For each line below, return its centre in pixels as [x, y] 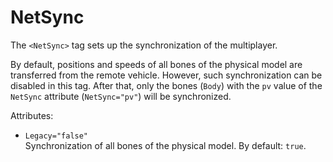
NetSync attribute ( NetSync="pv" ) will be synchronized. [121, 96]
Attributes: [32, 115]
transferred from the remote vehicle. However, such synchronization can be [166, 75]
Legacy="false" [56, 136]
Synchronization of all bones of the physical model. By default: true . [165, 145]
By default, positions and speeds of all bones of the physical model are [156, 64]
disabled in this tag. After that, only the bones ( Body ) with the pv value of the [166, 85]
